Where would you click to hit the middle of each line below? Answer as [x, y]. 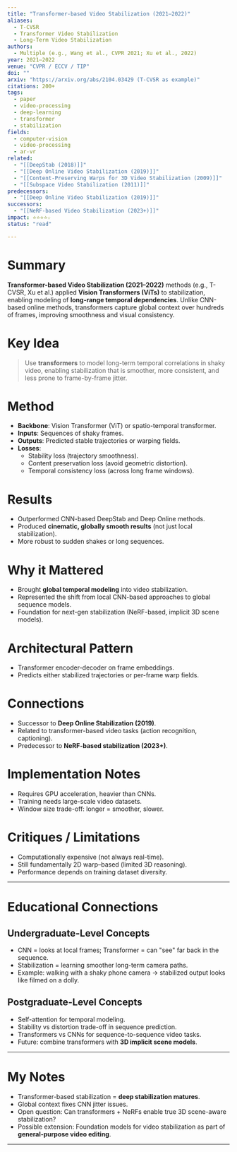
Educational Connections [83, 907]
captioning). [35, 738]
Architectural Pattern [71, 648]
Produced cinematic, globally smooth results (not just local [105, 526]
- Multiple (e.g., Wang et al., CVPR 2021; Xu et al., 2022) [105, 54]
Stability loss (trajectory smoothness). [83, 456]
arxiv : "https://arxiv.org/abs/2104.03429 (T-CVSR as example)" [104, 79]
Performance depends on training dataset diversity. [92, 872]
